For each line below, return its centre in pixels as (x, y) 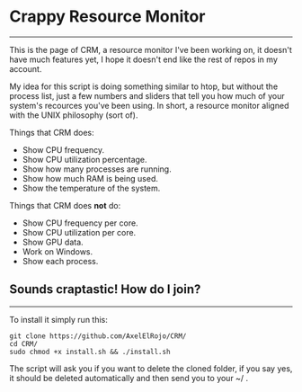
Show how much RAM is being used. (90, 178)
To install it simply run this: (58, 319)
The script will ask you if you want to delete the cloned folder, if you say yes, (151, 368)
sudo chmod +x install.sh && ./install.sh (90, 352)
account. (26, 68)
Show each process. (60, 261)
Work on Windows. (58, 251)
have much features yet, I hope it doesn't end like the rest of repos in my (144, 59)
